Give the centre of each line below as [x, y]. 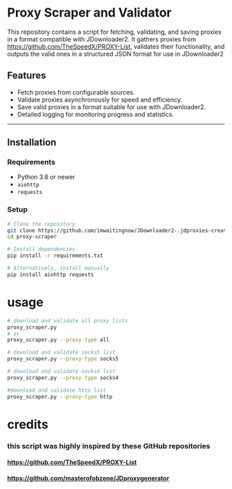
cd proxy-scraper [32, 237]
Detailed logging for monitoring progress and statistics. [96, 114]
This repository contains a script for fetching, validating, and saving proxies [115, 32]
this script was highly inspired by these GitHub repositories [109, 445]
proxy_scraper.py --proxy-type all [58, 340]
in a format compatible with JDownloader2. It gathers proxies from [102, 39]
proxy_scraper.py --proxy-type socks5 [63, 359]
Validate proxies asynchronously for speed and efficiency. [100, 99]
